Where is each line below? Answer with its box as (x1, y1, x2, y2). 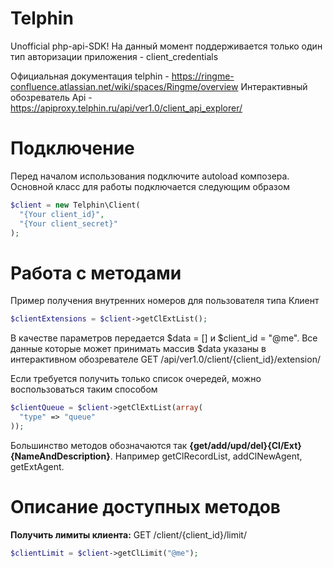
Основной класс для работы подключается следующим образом (10, 180, 290, 192)
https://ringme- (171, 70, 235, 82)
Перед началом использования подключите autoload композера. (10, 170, 290, 182)
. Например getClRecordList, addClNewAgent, (109, 450, 303, 462)
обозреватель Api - (10, 91, 93, 103)
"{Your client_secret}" (19, 218, 118, 229)
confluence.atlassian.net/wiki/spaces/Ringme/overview (10, 80, 239, 92)
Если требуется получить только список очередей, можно (10, 373, 262, 385)
